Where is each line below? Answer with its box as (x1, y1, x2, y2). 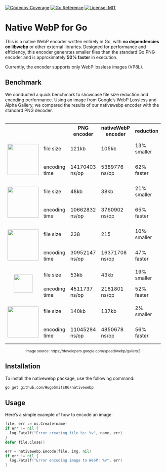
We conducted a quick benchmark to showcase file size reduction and (5, 91, 149, 97)
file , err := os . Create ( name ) (5, 421, 68, 426)
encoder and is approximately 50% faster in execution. (5, 54, 118, 60)
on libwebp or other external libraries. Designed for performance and (5, 44, 146, 50)
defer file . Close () (5, 440, 45, 445)
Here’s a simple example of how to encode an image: (5, 412, 113, 418)
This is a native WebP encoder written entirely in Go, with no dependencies (5, 38, 160, 44)
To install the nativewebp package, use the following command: (5, 375, 135, 381)
